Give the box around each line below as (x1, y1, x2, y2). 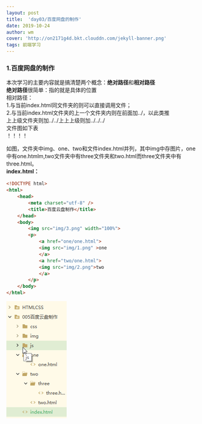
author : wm (6, 29, 34, 35)
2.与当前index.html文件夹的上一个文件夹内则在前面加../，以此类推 (6, 109, 170, 117)
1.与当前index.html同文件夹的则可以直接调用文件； (6, 102, 132, 109)
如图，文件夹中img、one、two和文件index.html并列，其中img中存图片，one (6, 145, 196, 152)
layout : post (6, 10, 39, 16)
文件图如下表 (6, 125, 38, 132)
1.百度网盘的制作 (6, 64, 55, 72)
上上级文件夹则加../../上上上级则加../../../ (6, 117, 105, 124)
